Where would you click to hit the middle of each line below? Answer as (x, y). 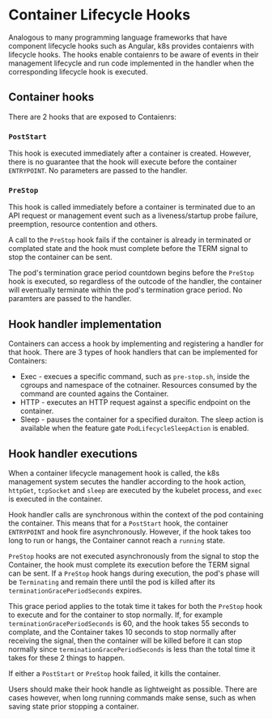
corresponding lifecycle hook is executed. (78, 71)
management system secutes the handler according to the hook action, (127, 481)
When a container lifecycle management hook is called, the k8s (114, 473)
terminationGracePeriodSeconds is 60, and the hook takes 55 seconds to (129, 623)
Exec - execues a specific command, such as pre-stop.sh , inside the (135, 377)
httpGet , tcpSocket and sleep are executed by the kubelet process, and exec (135, 490)
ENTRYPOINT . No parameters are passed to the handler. (98, 171)
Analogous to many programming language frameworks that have (118, 37)
